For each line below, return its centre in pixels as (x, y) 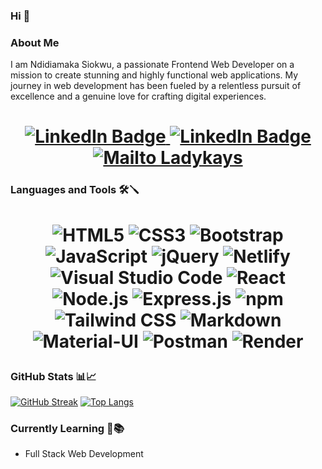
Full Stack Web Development (84, 454)
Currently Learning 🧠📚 (67, 428)
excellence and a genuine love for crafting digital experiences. (138, 96)
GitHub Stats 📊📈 (53, 376)
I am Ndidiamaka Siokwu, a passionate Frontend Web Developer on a (152, 65)
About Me (35, 42)
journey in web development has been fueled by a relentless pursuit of (156, 86)
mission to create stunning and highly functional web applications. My (154, 75)
